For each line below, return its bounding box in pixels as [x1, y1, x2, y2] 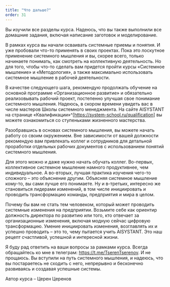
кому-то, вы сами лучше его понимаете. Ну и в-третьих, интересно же [5, 180, 161, 187]
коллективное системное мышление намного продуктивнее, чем [5, 164, 149, 170]
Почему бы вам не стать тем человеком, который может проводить [5, 201, 155, 208]
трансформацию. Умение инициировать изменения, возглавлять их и [5, 223, 158, 229]
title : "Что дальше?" [5, 7, 52, 13]
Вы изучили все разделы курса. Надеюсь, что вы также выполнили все [5, 26, 162, 32]
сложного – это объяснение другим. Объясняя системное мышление [5, 175, 157, 181]
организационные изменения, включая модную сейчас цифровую [5, 217, 151, 223]
